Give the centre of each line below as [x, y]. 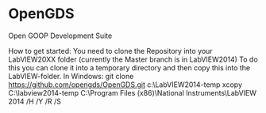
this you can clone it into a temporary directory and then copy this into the [129, 67]
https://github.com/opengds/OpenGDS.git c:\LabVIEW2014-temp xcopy [125, 85]
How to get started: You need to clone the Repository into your [110, 51]
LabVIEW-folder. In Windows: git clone [71, 76]
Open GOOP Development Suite [60, 36]
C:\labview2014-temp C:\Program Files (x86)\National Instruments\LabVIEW [132, 92]
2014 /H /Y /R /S [35, 101]
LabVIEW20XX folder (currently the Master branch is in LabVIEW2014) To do [133, 59]
